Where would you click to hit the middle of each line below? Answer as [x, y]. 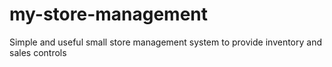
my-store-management [109, 14]
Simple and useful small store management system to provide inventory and [165, 42]
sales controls [38, 52]
